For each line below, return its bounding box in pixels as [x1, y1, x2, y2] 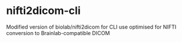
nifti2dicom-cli [6, 4, 81, 17]
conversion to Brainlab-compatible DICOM [6, 29, 110, 36]
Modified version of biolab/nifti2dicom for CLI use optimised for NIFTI [6, 23, 177, 30]
